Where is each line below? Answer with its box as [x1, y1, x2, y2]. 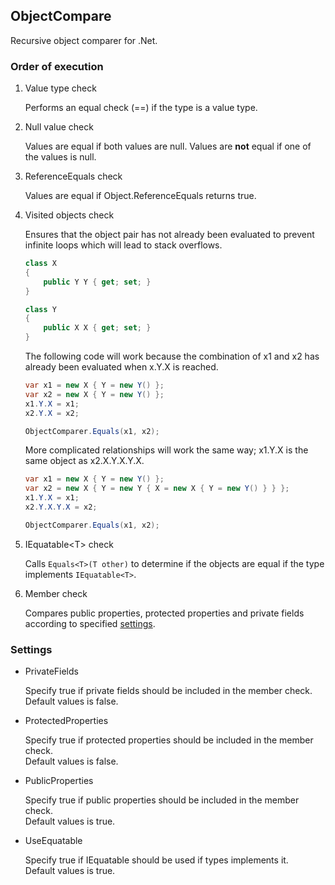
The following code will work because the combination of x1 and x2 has [24, 350, 320, 363]
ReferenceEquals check [24, 170, 123, 183]
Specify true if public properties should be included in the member [24, 794, 300, 806]
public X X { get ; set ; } [43, 323, 152, 333]
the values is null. [24, 151, 97, 163]
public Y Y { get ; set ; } [43, 277, 152, 287]
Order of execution [10, 59, 104, 73]
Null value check [24, 121, 94, 133]
